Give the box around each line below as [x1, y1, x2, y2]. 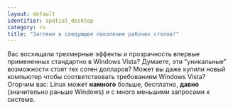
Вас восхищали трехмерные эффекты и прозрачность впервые [7, 50, 200, 58]
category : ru [7, 24, 46, 31]
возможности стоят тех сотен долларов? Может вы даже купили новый [7, 65, 226, 73]
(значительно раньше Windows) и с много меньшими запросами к [7, 88, 210, 96]
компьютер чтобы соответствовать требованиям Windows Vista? [7, 73, 206, 81]
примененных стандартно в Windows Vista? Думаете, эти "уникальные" [7, 58, 227, 66]
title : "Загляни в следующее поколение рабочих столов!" [7, 30, 180, 38]
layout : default [7, 10, 55, 18]
